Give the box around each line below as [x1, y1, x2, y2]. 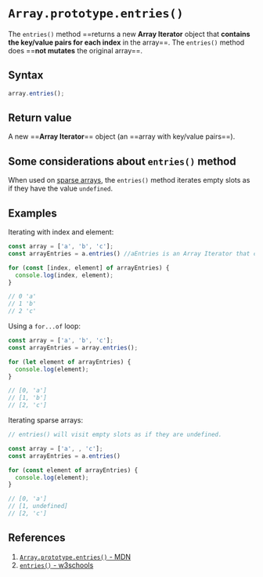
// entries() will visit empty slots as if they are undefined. [8, 430, 222, 439]
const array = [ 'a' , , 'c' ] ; [8, 445, 103, 452]
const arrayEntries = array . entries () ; [8, 343, 139, 351]
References [8, 532, 66, 545]
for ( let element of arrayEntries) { [8, 357, 131, 366]
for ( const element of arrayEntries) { [8, 466, 139, 474]
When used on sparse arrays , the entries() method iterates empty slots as [8, 176, 250, 185]
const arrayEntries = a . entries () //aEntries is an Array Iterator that [8, 249, 250, 257]
